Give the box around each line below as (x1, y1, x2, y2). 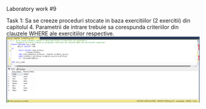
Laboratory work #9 (6, 5, 57, 12)
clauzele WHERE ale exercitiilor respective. (6, 30, 115, 37)
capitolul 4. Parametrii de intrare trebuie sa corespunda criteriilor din (6, 24, 179, 30)
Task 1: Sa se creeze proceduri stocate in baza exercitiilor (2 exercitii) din (6, 17, 191, 24)
